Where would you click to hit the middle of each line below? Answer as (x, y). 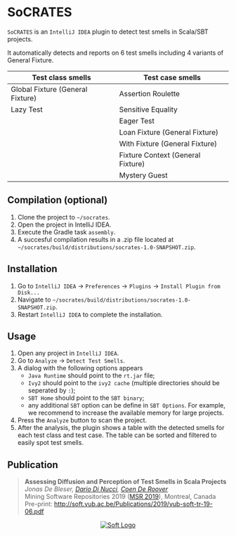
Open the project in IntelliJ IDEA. (64, 225)
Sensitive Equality (148, 109)
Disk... (28, 293)
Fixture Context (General (160, 155)
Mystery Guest (143, 175)
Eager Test (137, 121)
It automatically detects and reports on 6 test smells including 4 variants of (116, 53)
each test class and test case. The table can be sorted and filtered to (117, 435)
